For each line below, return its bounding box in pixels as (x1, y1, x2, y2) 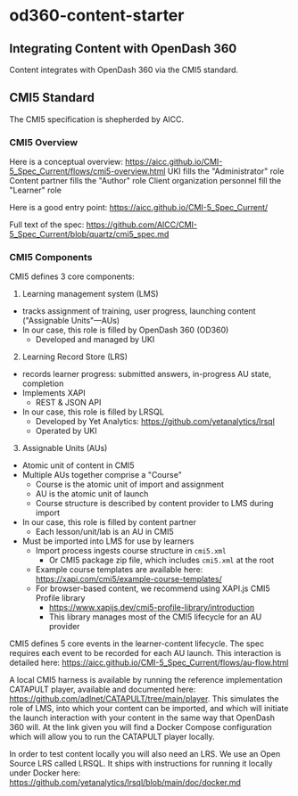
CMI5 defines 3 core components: (9, 271, 136, 282)
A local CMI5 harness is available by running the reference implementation (9, 675, 283, 685)
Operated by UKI (35, 425, 97, 437)
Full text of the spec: (9, 219, 85, 230)
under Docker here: (9, 767, 81, 778)
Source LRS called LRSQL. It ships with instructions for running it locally (9, 759, 273, 769)
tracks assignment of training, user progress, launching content (21, 306, 256, 316)
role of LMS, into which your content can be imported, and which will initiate (9, 703, 289, 714)
